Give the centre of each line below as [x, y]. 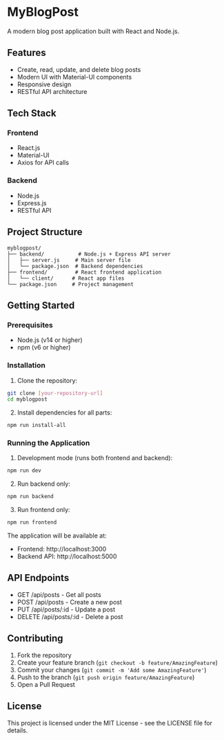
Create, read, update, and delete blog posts [79, 69]
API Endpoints [38, 578]
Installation [27, 366]
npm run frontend [32, 522]
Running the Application [49, 443]
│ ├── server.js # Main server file [69, 260]
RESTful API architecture [52, 91]
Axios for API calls [43, 162]
